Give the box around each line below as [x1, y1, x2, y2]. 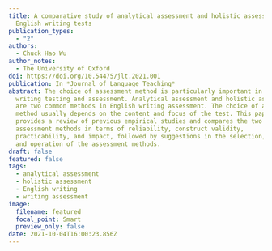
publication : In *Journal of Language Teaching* [8, 79, 176, 87]
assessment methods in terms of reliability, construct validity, [15, 125, 244, 133]
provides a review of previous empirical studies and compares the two [15, 117, 263, 125]
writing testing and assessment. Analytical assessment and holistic [15, 95, 255, 103]
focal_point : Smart [15, 215, 82, 223]
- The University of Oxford [15, 65, 111, 73]
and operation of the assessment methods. [15, 139, 161, 148]
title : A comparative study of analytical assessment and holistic [8, 11, 241, 20]
